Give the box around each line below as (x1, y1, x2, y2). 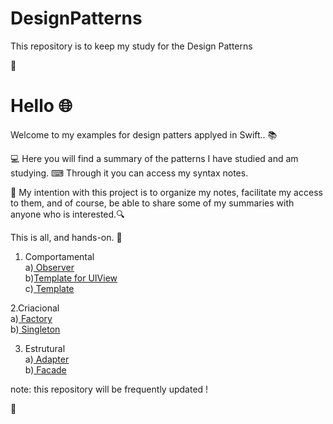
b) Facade (24, 363, 67, 376)
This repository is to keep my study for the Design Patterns (10, 40, 253, 52)
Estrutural (24, 342, 66, 354)
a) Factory (10, 312, 53, 324)
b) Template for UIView (24, 272, 118, 284)
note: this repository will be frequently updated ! (10, 383, 209, 395)
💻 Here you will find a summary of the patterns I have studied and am (10, 152, 299, 164)
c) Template (24, 282, 75, 294)
